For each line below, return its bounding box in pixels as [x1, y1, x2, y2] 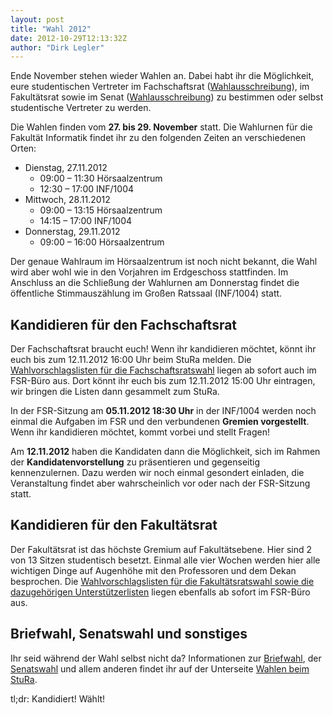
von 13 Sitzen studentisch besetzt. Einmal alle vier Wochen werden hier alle [10, 554, 321, 566]
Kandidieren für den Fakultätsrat [10, 517, 218, 534]
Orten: [10, 142, 37, 155]
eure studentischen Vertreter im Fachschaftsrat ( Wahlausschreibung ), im [10, 81, 310, 93]
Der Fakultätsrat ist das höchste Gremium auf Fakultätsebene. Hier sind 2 [10, 543, 313, 555]
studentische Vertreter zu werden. [10, 102, 152, 114]
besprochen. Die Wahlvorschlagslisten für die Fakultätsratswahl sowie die [10, 575, 315, 587]
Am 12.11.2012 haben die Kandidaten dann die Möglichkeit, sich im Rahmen [10, 446, 321, 458]
